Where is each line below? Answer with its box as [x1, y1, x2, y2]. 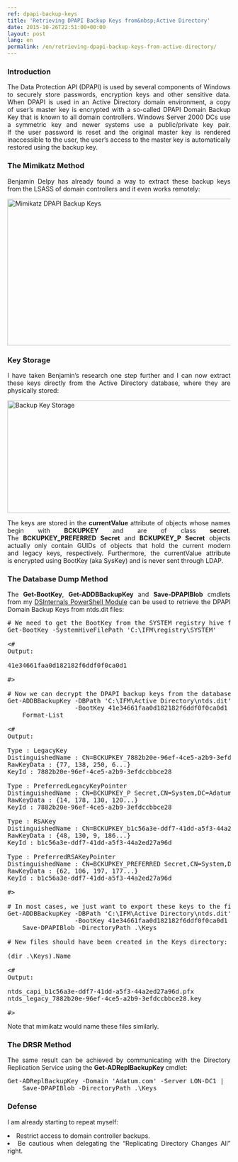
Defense [7, 1102, 38, 1112]
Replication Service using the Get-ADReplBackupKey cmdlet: [7, 1063, 188, 1072]
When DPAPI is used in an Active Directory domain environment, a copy [7, 98, 231, 106]
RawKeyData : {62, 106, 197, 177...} [7, 867, 139, 876]
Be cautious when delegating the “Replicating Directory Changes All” [17, 1139, 232, 1147]
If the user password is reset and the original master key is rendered [7, 128, 231, 137]
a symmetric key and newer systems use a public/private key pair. [7, 121, 231, 129]
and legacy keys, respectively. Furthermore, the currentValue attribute [7, 549, 231, 557]
